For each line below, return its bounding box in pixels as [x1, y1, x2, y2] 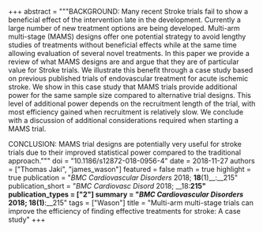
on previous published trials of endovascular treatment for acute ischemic [8, 74, 249, 83]
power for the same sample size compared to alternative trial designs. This [8, 91, 251, 99]
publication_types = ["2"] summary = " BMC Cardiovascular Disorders [8, 189, 244, 199]
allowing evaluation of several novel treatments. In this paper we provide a [8, 49, 250, 58]
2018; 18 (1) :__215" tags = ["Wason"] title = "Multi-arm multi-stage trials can [8, 198, 254, 208]
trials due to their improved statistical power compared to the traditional [8, 148, 242, 157]
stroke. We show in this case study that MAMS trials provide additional [8, 82, 238, 92]
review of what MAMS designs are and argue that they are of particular [8, 57, 239, 66]
